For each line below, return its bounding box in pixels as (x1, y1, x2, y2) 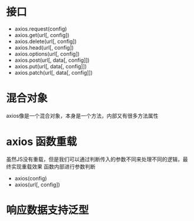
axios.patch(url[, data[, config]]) (14, 69, 93, 76)
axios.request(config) (14, 25, 67, 32)
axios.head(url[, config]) (14, 44, 74, 51)
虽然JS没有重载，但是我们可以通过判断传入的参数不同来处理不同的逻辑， (6, 156, 183, 163)
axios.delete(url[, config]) (14, 38, 77, 45)
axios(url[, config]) (14, 181, 60, 188)
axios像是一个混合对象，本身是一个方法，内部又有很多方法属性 (6, 112, 159, 119)
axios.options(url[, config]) (14, 50, 80, 57)
